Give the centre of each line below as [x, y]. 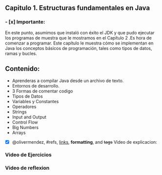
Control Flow [25, 122]
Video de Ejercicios [29, 155]
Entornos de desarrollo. [36, 86]
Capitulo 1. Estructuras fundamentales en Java [78, 8]
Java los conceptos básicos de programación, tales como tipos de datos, [79, 48]
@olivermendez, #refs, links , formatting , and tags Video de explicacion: [84, 142]
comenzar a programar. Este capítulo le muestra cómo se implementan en [79, 43]
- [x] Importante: [25, 22]
